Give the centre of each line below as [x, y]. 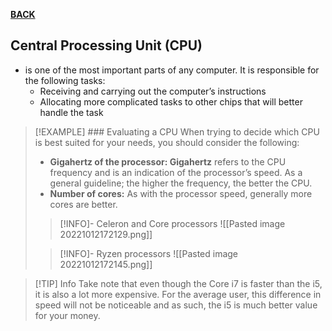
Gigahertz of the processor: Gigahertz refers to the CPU [168, 161]
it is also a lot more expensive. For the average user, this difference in [178, 294]
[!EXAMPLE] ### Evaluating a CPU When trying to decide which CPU [177, 131]
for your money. [67, 315]
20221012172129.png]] [106, 234]
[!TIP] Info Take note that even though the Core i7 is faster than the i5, [178, 283]
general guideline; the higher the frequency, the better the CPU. [181, 183]
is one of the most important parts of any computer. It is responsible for [172, 70]
